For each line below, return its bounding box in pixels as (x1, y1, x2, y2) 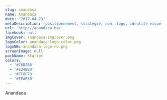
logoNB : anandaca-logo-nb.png (5, 44, 68, 49)
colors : (5, 58, 21, 63)
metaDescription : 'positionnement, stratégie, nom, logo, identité (5, 21, 148, 26)
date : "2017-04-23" (5, 16, 46, 21)
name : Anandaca (5, 12, 37, 17)
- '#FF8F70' (9, 72, 35, 77)
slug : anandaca (5, 7, 37, 12)
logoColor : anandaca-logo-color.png (5, 40, 81, 45)
